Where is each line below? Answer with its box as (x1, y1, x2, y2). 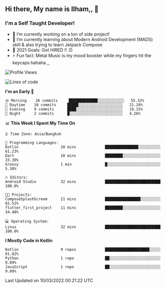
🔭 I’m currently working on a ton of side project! (12, 31, 110, 37)
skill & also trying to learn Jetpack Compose (12, 42, 103, 48)
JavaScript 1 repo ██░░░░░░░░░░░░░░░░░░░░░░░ (5, 264, 161, 269)
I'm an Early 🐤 (5, 88, 34, 94)
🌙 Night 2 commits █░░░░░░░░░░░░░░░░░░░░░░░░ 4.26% (5, 111, 141, 116)
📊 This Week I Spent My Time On (5, 120, 75, 126)
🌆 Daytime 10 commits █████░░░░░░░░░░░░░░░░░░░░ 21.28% (5, 102, 143, 107)
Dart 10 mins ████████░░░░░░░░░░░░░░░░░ (5, 153, 161, 158)
